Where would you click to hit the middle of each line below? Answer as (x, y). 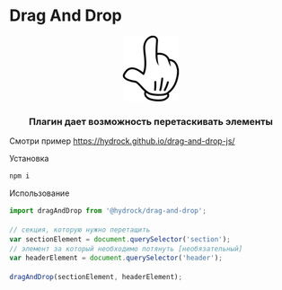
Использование (40, 193)
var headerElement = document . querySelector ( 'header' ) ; (116, 258)
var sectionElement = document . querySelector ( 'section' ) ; (120, 239)
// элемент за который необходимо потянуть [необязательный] (126, 249)
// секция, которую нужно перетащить (80, 230)
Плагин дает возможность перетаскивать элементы (151, 121)
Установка (29, 159)
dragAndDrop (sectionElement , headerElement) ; (96, 277)
